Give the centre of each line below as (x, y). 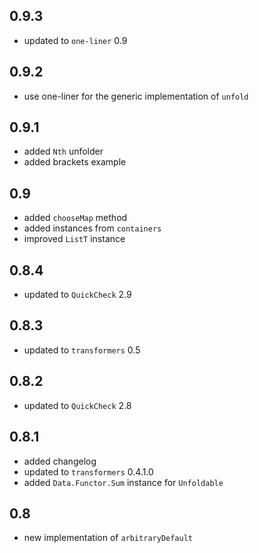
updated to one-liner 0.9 (75, 40)
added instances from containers (92, 228)
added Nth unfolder (63, 151)
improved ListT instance (74, 239)
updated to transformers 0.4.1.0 (88, 471)
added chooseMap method (75, 218)
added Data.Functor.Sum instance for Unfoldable (123, 482)
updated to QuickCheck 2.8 (77, 405)
